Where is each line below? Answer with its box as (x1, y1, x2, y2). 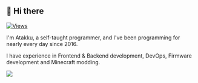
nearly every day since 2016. (6, 40, 78, 47)
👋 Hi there (6, 6, 44, 16)
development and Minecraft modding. (6, 58, 101, 65)
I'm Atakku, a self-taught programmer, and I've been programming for (6, 34, 180, 41)
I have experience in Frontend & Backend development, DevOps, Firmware (6, 52, 192, 59)
